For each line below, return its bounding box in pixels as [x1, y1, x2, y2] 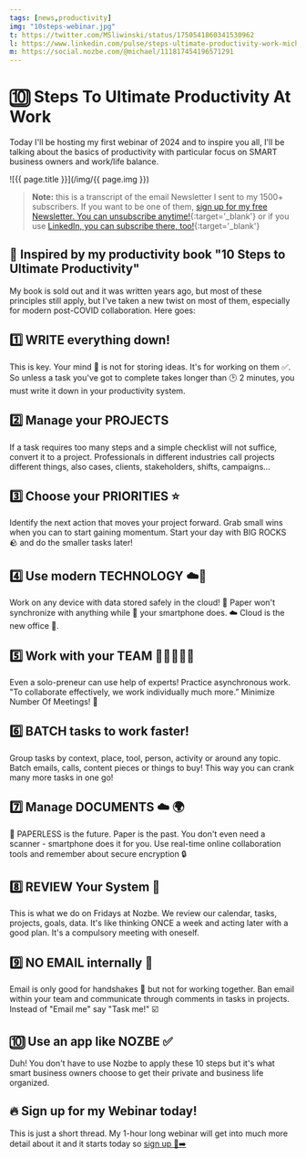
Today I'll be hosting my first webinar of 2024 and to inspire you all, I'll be [9, 137, 285, 148]
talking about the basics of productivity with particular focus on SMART [9, 147, 278, 158]
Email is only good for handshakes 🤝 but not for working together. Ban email [9, 984, 294, 995]
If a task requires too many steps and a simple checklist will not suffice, [9, 442, 278, 453]
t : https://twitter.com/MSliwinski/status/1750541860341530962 [9, 30, 255, 39]
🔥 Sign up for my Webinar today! [9, 1103, 198, 1119]
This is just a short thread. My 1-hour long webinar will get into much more [9, 1128, 289, 1139]
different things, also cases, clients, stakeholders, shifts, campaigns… [9, 461, 270, 472]
